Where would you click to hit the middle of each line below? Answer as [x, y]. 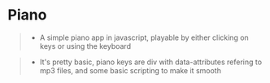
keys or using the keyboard [85, 46]
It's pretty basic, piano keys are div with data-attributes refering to [150, 62]
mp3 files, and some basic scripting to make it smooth [130, 70]
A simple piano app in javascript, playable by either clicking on [144, 37]
